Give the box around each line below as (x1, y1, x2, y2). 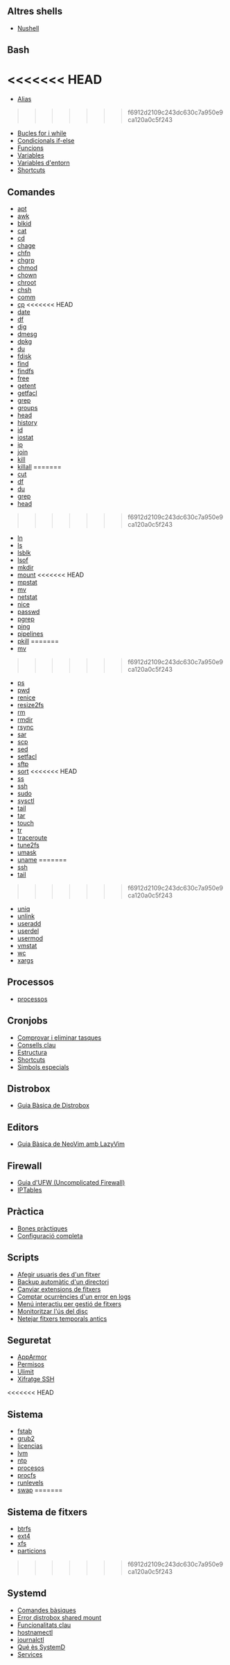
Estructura (17, 1048, 47, 1056)
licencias (17, 1442, 43, 1450)
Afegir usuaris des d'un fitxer (17, 1270, 100, 1278)
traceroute (17, 833, 47, 842)
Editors (7, 1121, 39, 1133)
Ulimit (17, 1367, 35, 1376)
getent (17, 381, 37, 389)
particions (17, 1547, 46, 1555)
